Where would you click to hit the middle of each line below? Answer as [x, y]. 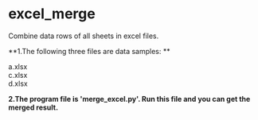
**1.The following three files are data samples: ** [89, 51]
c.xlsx [18, 75]
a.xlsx [18, 66]
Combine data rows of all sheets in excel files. [84, 36]
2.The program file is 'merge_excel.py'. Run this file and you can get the [129, 99]
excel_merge [52, 14]
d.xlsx [18, 83]
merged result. [33, 107]
